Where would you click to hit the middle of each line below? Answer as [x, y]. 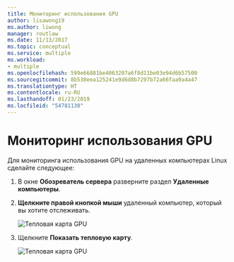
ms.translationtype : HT [42, 86]
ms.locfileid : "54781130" [45, 106]
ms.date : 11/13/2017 [38, 40]
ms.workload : [27, 60]
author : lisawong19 [36, 20]
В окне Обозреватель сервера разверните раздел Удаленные [113, 181]
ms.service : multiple [39, 54]
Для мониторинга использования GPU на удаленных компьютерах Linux [117, 160]
